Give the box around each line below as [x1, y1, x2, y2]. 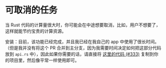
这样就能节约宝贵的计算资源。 [5, 28, 66, 34]
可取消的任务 [5, 4, 58, 16]
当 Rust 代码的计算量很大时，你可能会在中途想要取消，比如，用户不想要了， [5, 22, 161, 28]
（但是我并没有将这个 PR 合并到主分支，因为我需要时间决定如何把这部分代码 [5, 45, 162, 51]
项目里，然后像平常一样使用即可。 [9, 57, 80, 63]
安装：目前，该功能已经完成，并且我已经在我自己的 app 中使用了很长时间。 [5, 38, 159, 45]
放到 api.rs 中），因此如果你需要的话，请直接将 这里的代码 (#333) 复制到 [5, 51, 154, 57]
